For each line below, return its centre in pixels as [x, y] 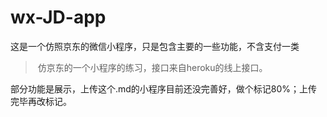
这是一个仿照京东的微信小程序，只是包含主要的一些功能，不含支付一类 [155, 46]
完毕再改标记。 [41, 101]
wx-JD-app [58, 17]
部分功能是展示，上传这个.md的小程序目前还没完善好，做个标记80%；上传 [164, 88]
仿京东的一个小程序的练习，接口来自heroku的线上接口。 [152, 67]
